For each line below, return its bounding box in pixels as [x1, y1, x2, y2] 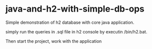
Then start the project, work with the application [5, 38, 102, 44]
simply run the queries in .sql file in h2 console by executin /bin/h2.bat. [5, 29, 148, 34]
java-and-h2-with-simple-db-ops [5, 3, 145, 15]
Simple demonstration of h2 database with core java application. [5, 19, 135, 25]
